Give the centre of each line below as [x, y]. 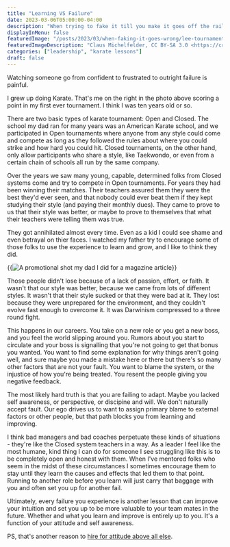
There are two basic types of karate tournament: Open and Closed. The [108, 118]
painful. [18, 85]
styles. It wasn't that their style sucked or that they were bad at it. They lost [113, 295]
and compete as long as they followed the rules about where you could [107, 140]
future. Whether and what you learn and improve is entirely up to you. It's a [113, 516]
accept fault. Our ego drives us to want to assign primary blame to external [113, 409]
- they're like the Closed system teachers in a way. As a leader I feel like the [114, 444]
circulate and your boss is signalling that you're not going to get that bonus [113, 345]
